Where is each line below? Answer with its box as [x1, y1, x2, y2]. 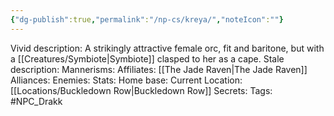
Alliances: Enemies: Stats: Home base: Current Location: [10, 74, 243, 86]
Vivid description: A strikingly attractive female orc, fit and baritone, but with [10, 42, 325, 54]
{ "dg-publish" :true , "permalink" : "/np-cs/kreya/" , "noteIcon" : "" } [10, 14, 284, 25]
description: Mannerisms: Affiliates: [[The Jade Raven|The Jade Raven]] [10, 63, 308, 75]
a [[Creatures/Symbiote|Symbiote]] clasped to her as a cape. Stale [10, 52, 285, 65]
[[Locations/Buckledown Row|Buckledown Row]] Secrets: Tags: [10, 84, 273, 96]
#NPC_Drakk [10, 95, 63, 107]
